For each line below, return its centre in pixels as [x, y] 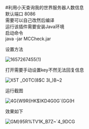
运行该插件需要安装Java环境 [35, 27]
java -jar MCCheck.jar [28, 39]
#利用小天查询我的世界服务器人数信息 [44, 7]
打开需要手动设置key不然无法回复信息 [45, 70]
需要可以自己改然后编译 [30, 20]
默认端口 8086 [20, 14]
